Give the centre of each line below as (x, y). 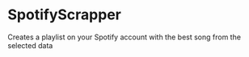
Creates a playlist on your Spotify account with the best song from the (124, 37)
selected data (30, 45)
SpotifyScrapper (65, 15)
